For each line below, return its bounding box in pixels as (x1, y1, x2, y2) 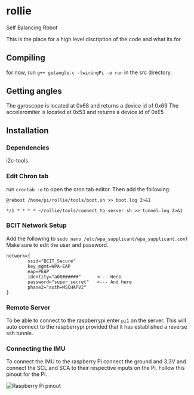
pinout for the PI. (6, 370, 48, 378)
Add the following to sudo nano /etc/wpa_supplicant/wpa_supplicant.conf (6, 235, 188, 242)
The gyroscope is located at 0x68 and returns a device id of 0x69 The (6, 102, 179, 109)
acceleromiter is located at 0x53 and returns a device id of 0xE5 (6, 108, 164, 115)
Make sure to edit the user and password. (6, 241, 109, 249)
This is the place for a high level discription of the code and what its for (6, 35, 181, 42)
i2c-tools (6, 157, 29, 164)
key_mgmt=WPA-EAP (27, 263, 70, 270)
